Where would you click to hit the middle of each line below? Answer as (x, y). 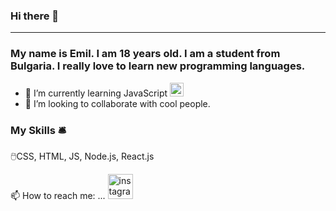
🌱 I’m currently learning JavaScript (96, 93)
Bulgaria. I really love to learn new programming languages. (158, 66)
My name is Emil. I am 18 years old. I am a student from (145, 54)
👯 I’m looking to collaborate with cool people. (117, 103)
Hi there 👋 (35, 16)
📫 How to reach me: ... (58, 195)
